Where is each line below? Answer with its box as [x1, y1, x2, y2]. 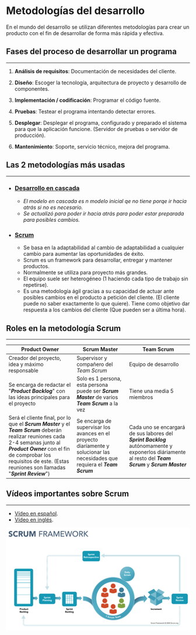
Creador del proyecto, [8, 354, 61, 361]
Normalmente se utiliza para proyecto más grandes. [23, 269, 148, 276]
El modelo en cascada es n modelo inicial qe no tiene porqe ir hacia [23, 197, 187, 204]
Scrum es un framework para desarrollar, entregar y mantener [23, 256, 173, 264]
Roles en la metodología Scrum [6, 323, 121, 333]
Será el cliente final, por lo [8, 414, 71, 421]
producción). [14, 132, 45, 139]
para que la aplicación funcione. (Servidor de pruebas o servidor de [14, 125, 178, 132]
